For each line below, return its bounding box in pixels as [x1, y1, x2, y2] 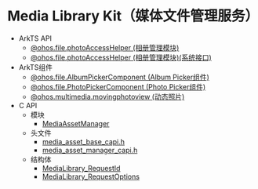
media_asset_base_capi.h [42, 136, 125, 146]
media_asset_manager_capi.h [42, 145, 138, 154]
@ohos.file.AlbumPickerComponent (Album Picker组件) [30, 72, 209, 82]
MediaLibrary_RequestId [42, 163, 121, 173]
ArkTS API [18, 33, 53, 43]
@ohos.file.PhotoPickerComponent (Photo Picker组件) [30, 82, 206, 91]
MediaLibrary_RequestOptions [42, 172, 140, 181]
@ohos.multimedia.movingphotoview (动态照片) [30, 92, 185, 101]
